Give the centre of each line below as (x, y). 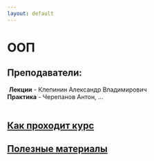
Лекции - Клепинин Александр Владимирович (78, 89)
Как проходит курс (51, 126)
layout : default (30, 13)
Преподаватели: (45, 73)
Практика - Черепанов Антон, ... (55, 96)
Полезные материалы (58, 149)
